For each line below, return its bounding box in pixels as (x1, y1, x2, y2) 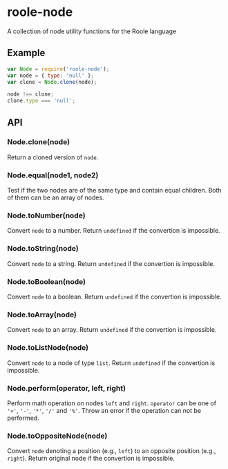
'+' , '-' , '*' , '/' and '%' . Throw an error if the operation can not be (7, 406, 202, 414)
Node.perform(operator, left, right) (7, 383, 126, 393)
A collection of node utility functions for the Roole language (7, 27, 177, 35)
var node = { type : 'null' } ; (7, 72, 95, 79)
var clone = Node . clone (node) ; (7, 78, 97, 85)
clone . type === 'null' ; (7, 98, 76, 105)
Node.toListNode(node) (7, 343, 89, 353)
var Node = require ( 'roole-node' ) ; (7, 65, 110, 73)
